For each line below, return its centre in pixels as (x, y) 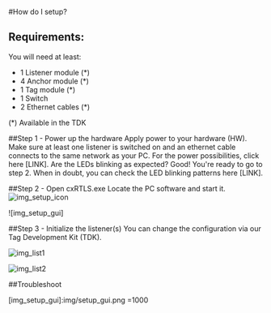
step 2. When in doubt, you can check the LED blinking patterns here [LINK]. (136, 173)
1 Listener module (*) (55, 72)
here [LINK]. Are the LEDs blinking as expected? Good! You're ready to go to (135, 164)
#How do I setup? (38, 12)
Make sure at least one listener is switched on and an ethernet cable (122, 147)
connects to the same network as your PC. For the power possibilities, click (134, 155)
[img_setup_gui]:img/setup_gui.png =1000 (78, 300)
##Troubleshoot (35, 284)
